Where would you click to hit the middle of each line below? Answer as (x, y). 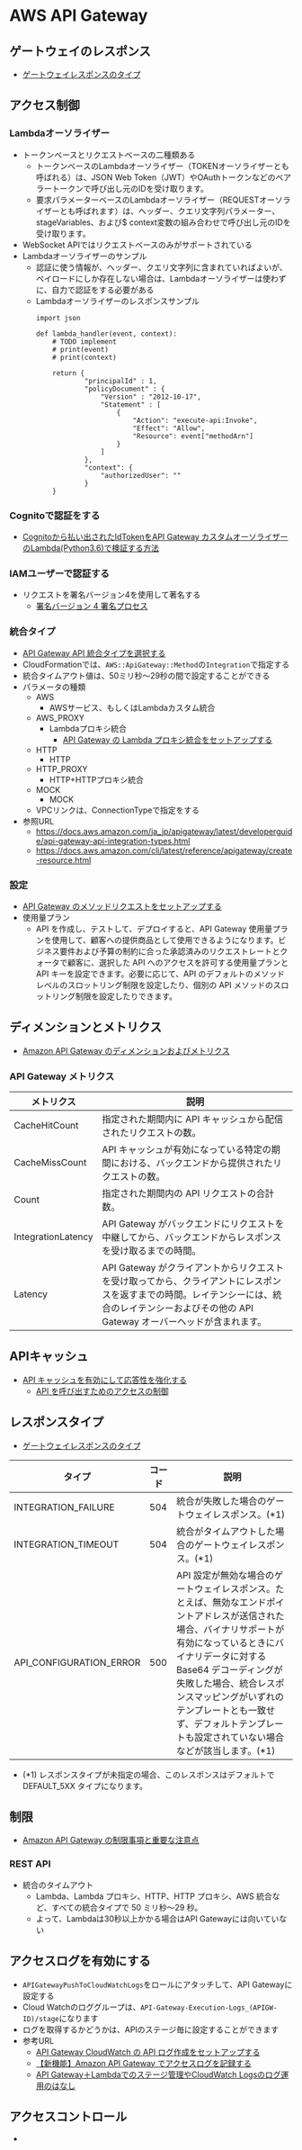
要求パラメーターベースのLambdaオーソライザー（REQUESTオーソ (159, 200)
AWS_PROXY (60, 717)
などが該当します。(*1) (226, 1750)
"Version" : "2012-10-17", (151, 397)
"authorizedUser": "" (141, 475)
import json (58, 318)
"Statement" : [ (131, 405)
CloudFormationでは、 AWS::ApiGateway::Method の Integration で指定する (156, 664)
